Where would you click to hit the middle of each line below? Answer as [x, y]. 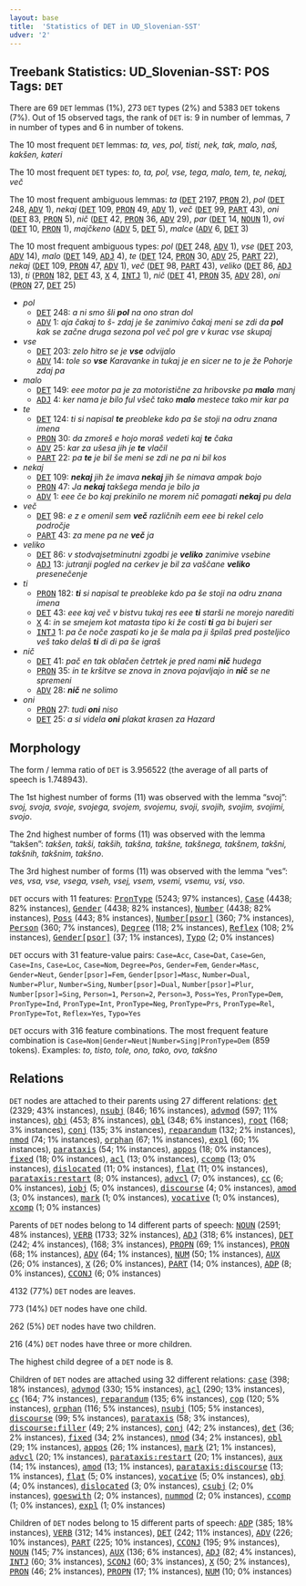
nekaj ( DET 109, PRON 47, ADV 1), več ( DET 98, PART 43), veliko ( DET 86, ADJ [151, 266]
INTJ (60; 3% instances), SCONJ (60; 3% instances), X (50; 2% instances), [150, 1561]
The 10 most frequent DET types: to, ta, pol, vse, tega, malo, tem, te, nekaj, [148, 172]
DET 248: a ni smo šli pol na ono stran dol [115, 313]
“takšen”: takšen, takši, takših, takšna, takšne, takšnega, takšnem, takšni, [148, 844]
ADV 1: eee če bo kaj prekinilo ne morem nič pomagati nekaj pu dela [163, 497]
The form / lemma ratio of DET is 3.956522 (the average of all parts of [139, 770]
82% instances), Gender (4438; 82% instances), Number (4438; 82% [141, 908]
